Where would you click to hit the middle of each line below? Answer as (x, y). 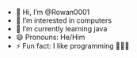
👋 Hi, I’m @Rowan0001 (53, 12)
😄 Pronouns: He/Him (50, 37)
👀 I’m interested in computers (64, 20)
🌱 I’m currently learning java (61, 29)
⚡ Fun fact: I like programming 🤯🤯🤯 (72, 46)
